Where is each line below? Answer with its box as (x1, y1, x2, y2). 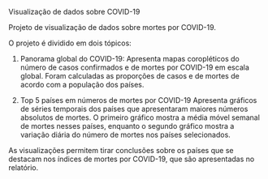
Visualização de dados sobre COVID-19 (8, 7, 140, 16)
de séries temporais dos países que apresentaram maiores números (19, 104, 249, 113)
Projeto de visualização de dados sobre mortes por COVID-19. (8, 23, 217, 32)
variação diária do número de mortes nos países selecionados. (19, 130, 231, 139)
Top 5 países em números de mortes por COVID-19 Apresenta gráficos (19, 96, 257, 104)
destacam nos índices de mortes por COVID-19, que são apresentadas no (8, 154, 255, 164)
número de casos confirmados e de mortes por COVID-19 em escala (19, 62, 249, 72)
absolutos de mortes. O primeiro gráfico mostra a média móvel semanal (19, 113, 260, 122)
